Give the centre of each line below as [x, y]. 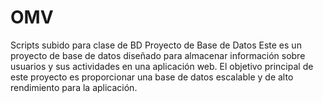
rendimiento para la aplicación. [74, 87]
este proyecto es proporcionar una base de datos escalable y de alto [152, 77]
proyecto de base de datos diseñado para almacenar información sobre [158, 55]
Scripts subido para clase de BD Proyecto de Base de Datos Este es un [156, 45]
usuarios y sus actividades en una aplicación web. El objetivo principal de [162, 66]
